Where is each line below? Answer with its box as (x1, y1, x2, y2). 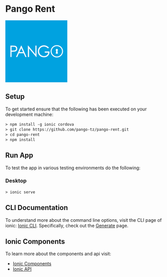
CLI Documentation (5, 203, 68, 212)
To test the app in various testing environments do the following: (5, 165, 140, 171)
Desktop (5, 177, 27, 184)
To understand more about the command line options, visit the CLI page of (5, 217, 162, 223)
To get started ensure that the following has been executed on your (5, 106, 147, 112)
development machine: (5, 111, 54, 118)
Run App (5, 151, 34, 160)
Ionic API (12, 266, 32, 272)
